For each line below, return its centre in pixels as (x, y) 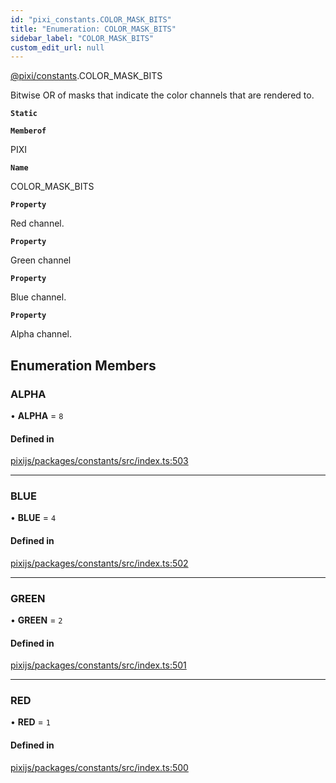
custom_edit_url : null (57, 47)
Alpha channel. (41, 334)
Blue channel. (38, 297)
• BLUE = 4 (33, 518)
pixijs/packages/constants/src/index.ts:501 (98, 665)
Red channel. (37, 223)
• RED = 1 (30, 722)
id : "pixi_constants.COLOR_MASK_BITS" (91, 19)
